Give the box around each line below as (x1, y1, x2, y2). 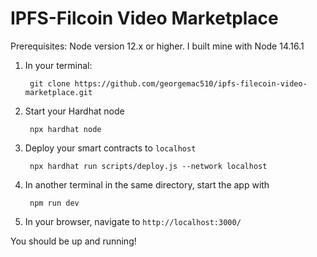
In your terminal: (24, 59, 93, 71)
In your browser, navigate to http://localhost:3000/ (24, 215, 242, 227)
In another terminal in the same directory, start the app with (24, 178, 270, 191)
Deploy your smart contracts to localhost (24, 142, 197, 154)
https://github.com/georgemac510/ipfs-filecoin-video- (74, 78, 308, 89)
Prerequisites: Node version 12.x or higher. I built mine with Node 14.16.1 (10, 40, 305, 52)
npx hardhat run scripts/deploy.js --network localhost (29, 161, 268, 171)
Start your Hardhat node (24, 105, 125, 117)
